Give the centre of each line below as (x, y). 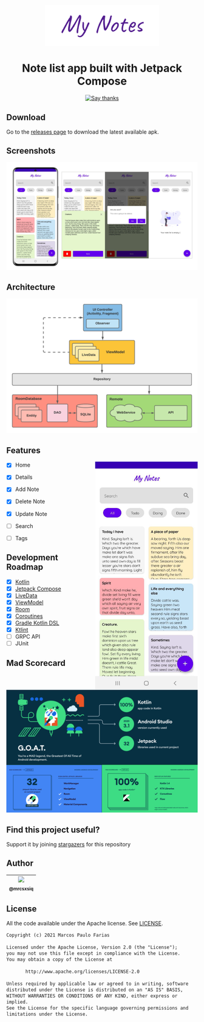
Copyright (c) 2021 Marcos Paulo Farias (58, 935)
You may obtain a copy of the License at (59, 960)
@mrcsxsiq (21, 889)
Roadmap (25, 567)
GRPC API (28, 637)
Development (32, 557)
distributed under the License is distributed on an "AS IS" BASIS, (95, 990)
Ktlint (22, 629)
